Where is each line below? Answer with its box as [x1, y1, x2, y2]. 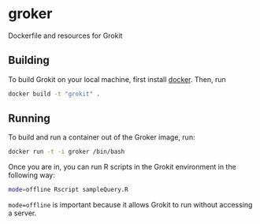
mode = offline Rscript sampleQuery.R [8, 186, 128, 194]
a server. [8, 208, 37, 218]
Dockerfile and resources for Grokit [8, 31, 123, 40]
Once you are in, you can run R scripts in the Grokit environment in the [8, 162, 236, 172]
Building [8, 54, 50, 67]
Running [8, 112, 51, 125]
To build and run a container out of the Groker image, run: [8, 133, 195, 142]
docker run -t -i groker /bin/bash [8, 147, 125, 156]
